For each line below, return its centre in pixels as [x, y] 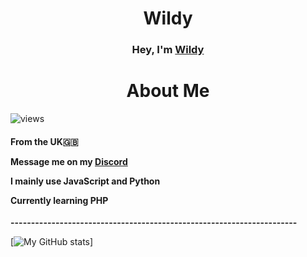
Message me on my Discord [69, 161]
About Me [168, 91]
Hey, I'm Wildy [168, 50]
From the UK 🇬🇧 [44, 141]
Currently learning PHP [59, 200]
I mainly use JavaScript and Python [85, 181]
